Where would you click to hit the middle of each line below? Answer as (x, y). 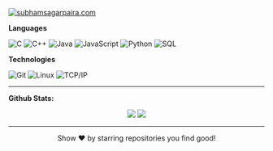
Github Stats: (31, 98)
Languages (28, 28)
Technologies (32, 59)
